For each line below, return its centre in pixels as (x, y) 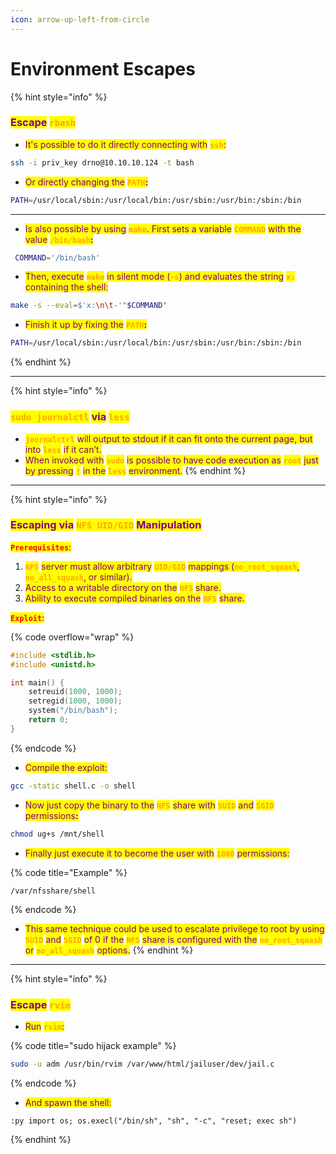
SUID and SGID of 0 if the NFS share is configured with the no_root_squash (173, 939)
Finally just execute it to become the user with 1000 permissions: (157, 853)
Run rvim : (44, 1026)
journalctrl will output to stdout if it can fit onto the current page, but (168, 438)
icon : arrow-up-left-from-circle (80, 19)
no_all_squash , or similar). (78, 577)
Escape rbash (43, 123)
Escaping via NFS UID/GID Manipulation (106, 525)
